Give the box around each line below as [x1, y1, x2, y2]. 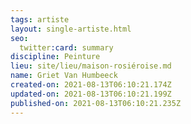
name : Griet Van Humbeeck [10, 71, 118, 81]
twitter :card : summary [19, 42, 114, 53]
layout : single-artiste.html [10, 24, 132, 34]
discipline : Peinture [10, 52, 101, 62]
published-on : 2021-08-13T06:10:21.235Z [10, 98, 182, 108]
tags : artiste [10, 14, 70, 25]
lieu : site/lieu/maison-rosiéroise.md [10, 61, 172, 71]
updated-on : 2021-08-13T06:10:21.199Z [10, 89, 172, 99]
